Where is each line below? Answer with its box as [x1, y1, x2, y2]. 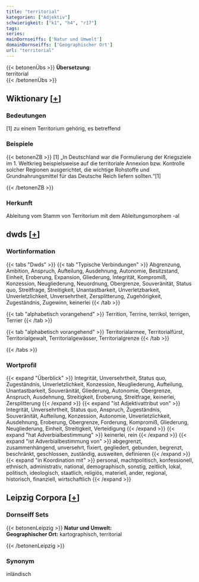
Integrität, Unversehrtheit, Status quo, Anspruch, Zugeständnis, [6, 406, 162, 414]
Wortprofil [6, 361, 37, 369]
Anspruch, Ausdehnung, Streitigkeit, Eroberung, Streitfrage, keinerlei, [6, 393, 176, 400]
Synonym [6, 557, 34, 565]
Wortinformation [6, 248, 55, 256]
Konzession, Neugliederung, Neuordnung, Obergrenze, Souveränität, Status [6, 280, 192, 287]
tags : [6, 25, 20, 32]
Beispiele [6, 140, 34, 148]
